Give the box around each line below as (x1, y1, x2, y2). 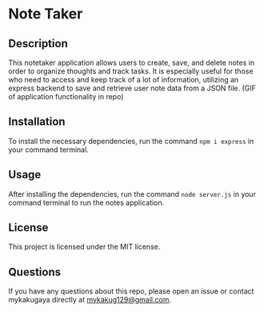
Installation (8, 115, 66, 129)
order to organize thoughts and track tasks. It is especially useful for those (8, 66, 254, 76)
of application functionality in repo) (8, 92, 124, 101)
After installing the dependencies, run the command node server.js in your (8, 189, 256, 198)
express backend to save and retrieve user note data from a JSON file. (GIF (8, 83, 256, 93)
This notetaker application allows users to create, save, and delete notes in (8, 58, 254, 67)
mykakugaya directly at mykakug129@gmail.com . (8, 295, 172, 305)
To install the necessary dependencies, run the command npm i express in (8, 136, 254, 146)
